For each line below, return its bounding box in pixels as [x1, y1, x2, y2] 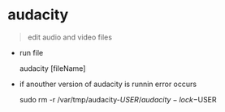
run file [19, 48, 44, 57]
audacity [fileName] [19, 63, 86, 73]
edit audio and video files [27, 32, 113, 42]
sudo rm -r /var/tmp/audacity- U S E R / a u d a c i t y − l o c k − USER [19, 94, 217, 104]
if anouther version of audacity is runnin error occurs [19, 79, 197, 89]
